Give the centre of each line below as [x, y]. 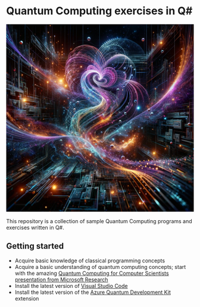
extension [27, 298]
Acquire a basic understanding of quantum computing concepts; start [100, 267]
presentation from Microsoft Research [61, 279]
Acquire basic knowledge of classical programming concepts [90, 261]
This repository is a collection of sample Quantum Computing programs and [99, 221]
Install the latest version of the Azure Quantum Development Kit [93, 292]
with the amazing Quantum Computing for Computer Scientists [92, 273]
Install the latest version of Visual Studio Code [71, 286]
